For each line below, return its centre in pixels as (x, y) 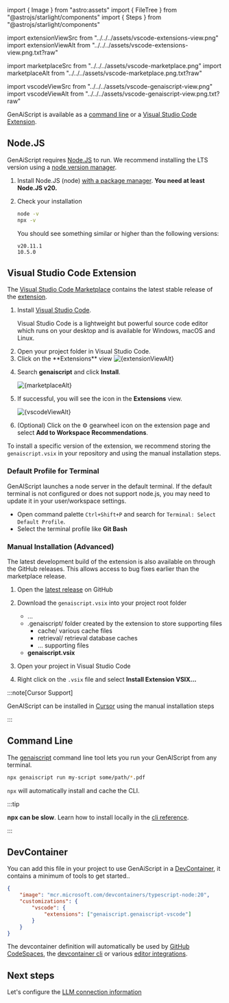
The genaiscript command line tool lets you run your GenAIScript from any (112, 757)
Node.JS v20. (37, 188)
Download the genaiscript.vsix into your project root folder (102, 603)
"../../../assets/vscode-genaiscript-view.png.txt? (153, 94)
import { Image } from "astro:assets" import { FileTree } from (92, 10)
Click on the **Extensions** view (64, 359)
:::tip (13, 804)
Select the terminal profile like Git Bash (72, 528)
